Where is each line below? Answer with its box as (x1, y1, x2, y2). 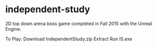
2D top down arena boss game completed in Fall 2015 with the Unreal (5, 20, 152, 27)
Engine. (5, 26, 22, 32)
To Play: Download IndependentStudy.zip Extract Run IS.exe (5, 36, 132, 42)
